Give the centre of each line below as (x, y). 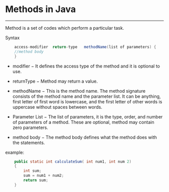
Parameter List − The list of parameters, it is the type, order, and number (88, 116)
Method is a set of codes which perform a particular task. (65, 28)
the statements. (29, 143)
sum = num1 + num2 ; (44, 176)
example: (15, 152)
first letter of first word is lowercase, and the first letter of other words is (87, 101)
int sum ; (32, 171)
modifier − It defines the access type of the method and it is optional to (86, 66)
